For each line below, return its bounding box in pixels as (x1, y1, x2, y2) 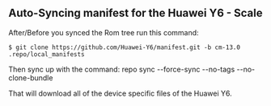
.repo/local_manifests (8, 50, 85, 59)
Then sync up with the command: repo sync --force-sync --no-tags (8, 64, 235, 74)
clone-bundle (8, 72, 53, 83)
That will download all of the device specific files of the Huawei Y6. (8, 88, 232, 98)
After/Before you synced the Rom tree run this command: (8, 27, 200, 37)
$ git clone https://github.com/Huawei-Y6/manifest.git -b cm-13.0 (8, 43, 241, 51)
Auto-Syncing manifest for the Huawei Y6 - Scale (8, 6, 263, 20)
